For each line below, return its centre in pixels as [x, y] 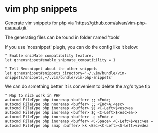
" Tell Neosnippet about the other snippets [51, 69]
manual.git [16, 27]
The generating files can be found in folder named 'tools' [63, 37]
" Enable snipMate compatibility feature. [49, 56]
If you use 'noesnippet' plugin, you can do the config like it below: [72, 47]
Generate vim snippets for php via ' [41, 23]
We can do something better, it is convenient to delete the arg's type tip [78, 86]
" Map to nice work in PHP [33, 95]
